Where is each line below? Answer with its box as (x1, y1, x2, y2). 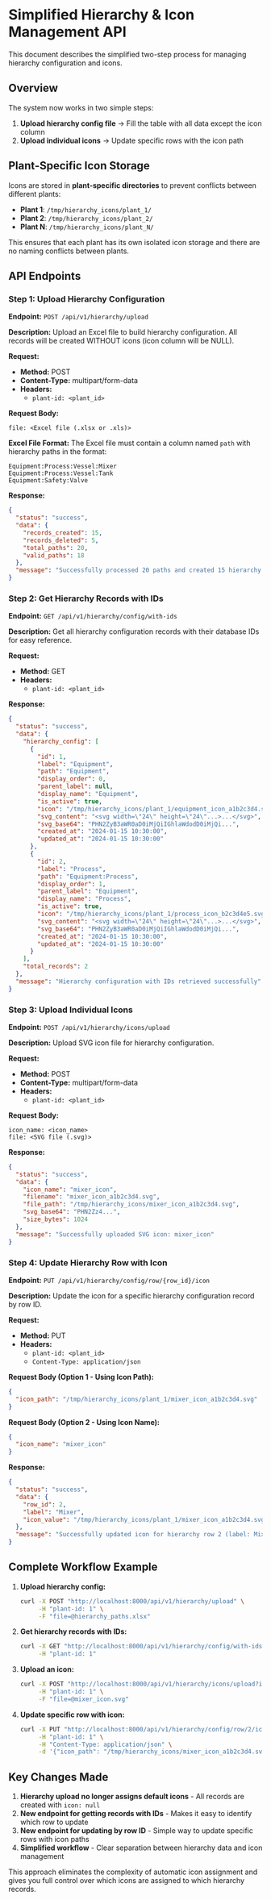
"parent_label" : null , (37, 782, 114, 791)
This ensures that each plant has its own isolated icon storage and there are (8, 237, 261, 247)
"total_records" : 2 (23, 962, 89, 971)
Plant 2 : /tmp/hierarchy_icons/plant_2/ (19, 213, 153, 223)
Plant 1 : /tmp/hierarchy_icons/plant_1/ (19, 204, 152, 215)
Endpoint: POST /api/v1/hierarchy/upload (8, 312, 149, 322)
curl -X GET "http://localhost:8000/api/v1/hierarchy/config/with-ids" (19, 1643, 266, 1651)
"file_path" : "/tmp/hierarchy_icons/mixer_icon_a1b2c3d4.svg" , (23, 1200, 240, 1209)
